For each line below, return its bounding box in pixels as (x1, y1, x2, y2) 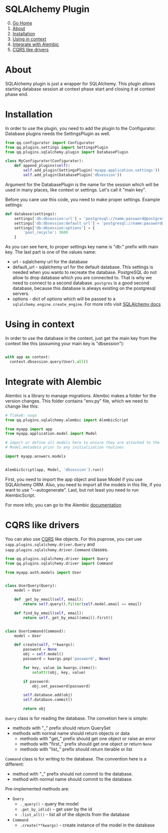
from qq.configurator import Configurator (5, 140, 95, 145)
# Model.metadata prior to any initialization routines (5, 445, 124, 450)
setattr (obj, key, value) (31, 670, 86, 675)
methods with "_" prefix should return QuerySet (12, 725, 111, 731)
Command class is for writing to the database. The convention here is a (5, 756, 146, 762)
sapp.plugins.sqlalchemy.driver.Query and (5, 541, 95, 547)
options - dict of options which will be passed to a (12, 296, 116, 302)
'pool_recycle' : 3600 (23, 230, 68, 235)
